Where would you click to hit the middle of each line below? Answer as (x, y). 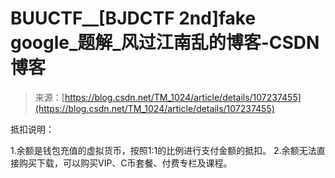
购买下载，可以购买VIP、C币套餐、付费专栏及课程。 (125, 163)
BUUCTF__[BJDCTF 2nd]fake (133, 18)
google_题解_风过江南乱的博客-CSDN (165, 43)
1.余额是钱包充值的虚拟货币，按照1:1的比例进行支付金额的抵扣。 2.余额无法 (163, 150)
